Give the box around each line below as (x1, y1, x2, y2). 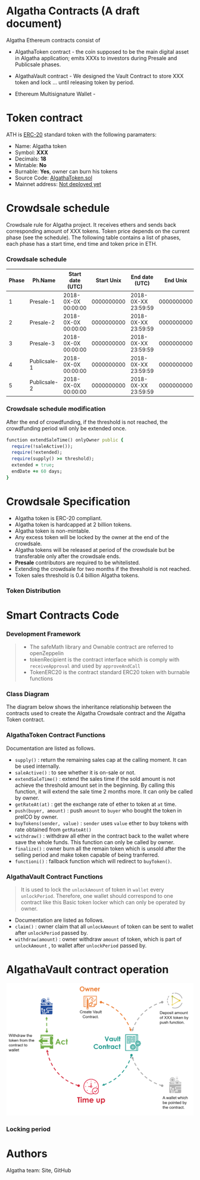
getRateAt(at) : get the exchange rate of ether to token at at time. (14, 801, 177, 808)
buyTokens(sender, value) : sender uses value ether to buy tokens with (14, 819, 189, 827)
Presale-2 (29, 319, 55, 326)
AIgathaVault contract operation (6, 963, 169, 977)
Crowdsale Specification (6, 495, 131, 508)
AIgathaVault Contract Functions (6, 872, 103, 881)
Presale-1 (29, 298, 55, 305)
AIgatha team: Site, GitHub (6, 1166, 71, 1173)
